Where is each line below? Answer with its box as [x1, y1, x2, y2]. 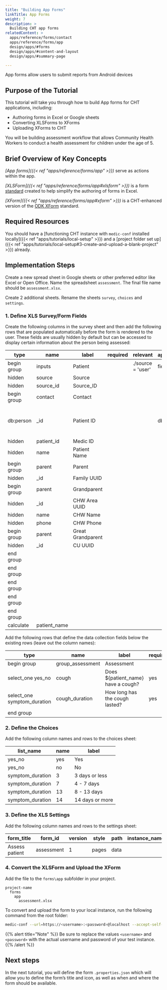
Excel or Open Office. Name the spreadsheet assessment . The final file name [5, 279, 161, 285]
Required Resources [5, 218, 70, 226]
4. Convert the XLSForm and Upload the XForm [5, 864, 121, 871]
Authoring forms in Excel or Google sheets [12, 114, 99, 120]
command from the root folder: [5, 912, 69, 918]
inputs [36, 363, 51, 370]
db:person [7, 417, 32, 424]
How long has [105, 689, 138, 696]
